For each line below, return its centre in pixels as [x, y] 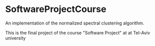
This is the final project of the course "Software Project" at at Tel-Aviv [78, 32]
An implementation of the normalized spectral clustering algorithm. [75, 23]
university [16, 38]
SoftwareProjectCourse [56, 9]
